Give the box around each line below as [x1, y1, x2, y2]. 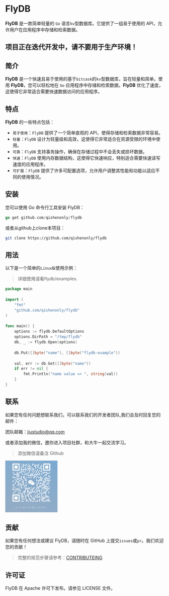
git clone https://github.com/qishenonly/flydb [5, 235, 107, 241]
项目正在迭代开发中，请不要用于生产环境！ [5, 43, 137, 51]
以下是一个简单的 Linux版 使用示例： [5, 265, 78, 271]
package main [5, 286, 33, 291]
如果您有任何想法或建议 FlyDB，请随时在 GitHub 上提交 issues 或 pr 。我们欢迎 [5, 538, 164, 544]
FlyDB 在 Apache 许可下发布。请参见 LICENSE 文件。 [5, 585, 116, 591]
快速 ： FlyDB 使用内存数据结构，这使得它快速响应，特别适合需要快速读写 [12, 155, 161, 161]
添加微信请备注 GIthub [17, 450, 64, 456]
